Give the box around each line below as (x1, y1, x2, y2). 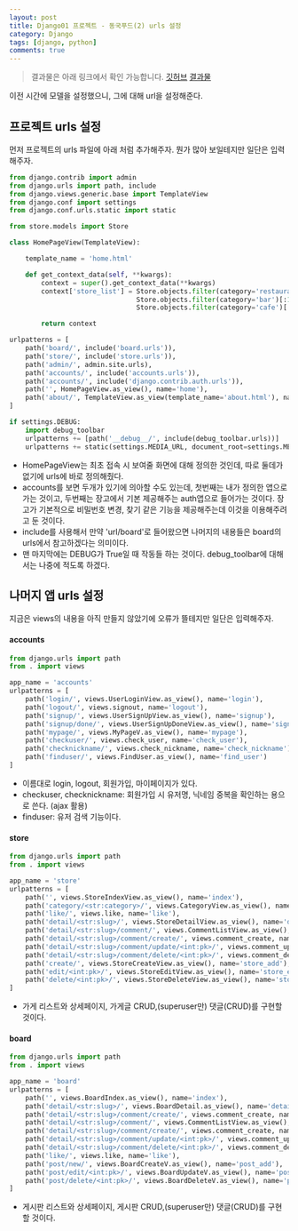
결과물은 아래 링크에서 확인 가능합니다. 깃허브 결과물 (30, 72, 211, 83)
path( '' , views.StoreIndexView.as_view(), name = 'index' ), (25, 892, 244, 902)
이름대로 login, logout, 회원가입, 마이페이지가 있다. (21, 778, 198, 788)
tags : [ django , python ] (9, 37, 98, 47)
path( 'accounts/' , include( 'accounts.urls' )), (25, 368, 200, 378)
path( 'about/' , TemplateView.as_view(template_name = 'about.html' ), (25, 393, 279, 403)
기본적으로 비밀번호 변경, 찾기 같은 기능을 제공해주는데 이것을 (38, 504, 250, 515)
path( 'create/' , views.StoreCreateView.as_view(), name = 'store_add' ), (25, 959, 292, 968)
